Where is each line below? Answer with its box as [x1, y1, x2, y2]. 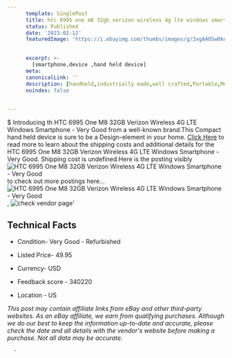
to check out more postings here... [7, 177, 106, 185]
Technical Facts [7, 219, 77, 231]
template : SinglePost [25, 10, 88, 17]
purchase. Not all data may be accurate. [7, 333, 123, 342]
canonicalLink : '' [25, 74, 79, 81]
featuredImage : [25, 36, 70, 43]
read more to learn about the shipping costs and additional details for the [7, 140, 215, 149]
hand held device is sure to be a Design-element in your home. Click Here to [7, 133, 224, 142]
